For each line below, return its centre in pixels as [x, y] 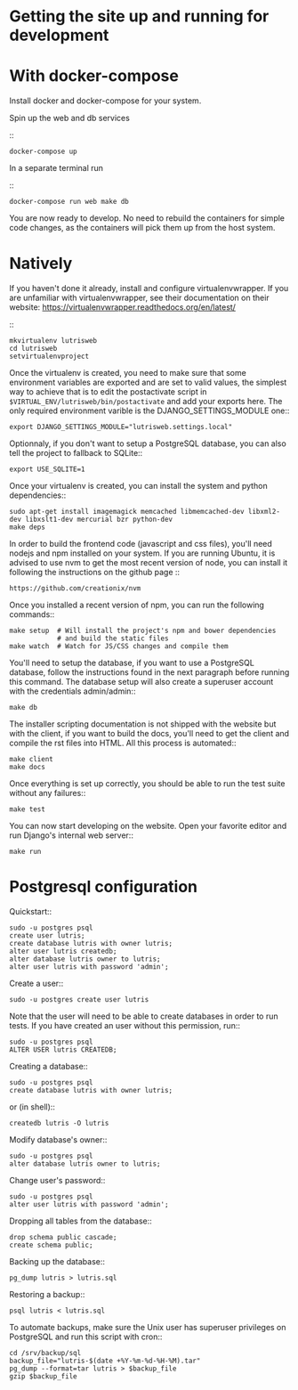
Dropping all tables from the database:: [81, 1221]
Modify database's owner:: [58, 1140]
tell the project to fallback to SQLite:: [76, 453]
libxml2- [264, 512]
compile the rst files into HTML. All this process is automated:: [123, 743]
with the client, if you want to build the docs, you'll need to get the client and [149, 734]
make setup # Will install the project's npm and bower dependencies [143, 631]
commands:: [32, 614]
